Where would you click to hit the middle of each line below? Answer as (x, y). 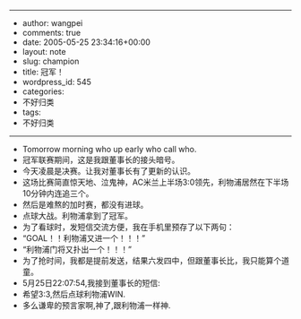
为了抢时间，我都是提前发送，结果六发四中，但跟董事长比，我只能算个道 (155, 260)
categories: (43, 91)
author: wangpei (52, 23)
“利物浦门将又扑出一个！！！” (77, 249)
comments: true (52, 33)
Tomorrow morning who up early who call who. (109, 149)
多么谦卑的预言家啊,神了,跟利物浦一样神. (96, 305)
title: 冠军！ (43, 72)
